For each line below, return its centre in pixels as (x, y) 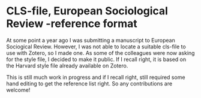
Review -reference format (72, 24)
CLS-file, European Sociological (87, 11)
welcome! (18, 90)
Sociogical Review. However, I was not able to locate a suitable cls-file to (96, 47)
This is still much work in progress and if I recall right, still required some (96, 77)
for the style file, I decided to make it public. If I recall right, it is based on (96, 59)
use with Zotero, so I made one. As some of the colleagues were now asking (100, 53)
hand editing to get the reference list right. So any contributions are (89, 83)
